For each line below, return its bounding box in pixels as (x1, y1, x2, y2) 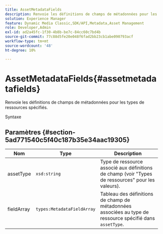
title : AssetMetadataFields (5, 7, 62, 12)
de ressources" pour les (100, 177, 155, 183)
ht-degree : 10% (5, 48, 36, 53)
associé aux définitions (100, 164, 153, 171)
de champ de (100, 197, 130, 203)
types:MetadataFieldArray (35, 206, 96, 212)
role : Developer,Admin (5, 25, 51, 30)
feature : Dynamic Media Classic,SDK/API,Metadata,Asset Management (5, 20, 145, 26)
